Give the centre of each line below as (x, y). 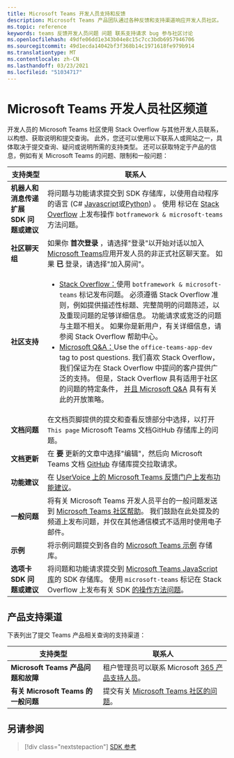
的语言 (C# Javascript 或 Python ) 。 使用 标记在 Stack (133, 204)
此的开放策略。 (84, 400)
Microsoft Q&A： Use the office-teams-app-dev (135, 347)
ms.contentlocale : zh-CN (43, 59)
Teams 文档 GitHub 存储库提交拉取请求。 (115, 464)
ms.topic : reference (37, 27)
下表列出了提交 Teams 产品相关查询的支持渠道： (77, 635)
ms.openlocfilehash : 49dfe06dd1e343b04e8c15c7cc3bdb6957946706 (101, 40)
